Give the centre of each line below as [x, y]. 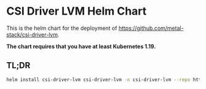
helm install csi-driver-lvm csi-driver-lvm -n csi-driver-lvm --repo [98, 80]
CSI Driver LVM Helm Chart [77, 11]
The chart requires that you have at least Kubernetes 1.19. [81, 46]
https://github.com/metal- [151, 28]
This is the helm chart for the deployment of [62, 28]
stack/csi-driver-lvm [32, 34]
